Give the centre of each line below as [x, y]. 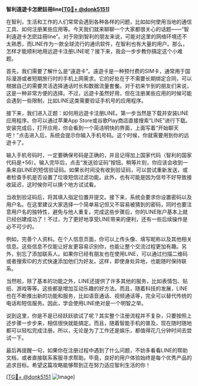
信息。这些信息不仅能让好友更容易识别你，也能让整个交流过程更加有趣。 [94, 246]
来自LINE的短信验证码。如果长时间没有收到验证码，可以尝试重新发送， [97, 170]
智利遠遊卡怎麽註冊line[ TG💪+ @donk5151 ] [58, 9]
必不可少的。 [22, 227]
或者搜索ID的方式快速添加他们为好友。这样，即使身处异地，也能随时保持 [94, 261]
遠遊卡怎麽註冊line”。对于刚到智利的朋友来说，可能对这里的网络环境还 [97, 37]
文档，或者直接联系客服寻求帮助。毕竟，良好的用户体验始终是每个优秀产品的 [99, 358]
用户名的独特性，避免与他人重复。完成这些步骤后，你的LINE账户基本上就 [99, 212]
